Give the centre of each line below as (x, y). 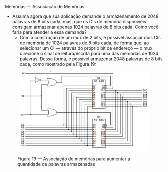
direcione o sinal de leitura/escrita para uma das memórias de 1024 (89, 54)
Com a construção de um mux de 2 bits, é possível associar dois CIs (90, 38)
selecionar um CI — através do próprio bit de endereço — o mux (86, 48)
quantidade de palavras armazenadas (56, 164)
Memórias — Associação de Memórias (45, 7)
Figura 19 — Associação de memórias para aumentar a (74, 159)
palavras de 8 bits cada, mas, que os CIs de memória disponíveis (79, 22)
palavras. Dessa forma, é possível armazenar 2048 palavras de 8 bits (91, 59)
